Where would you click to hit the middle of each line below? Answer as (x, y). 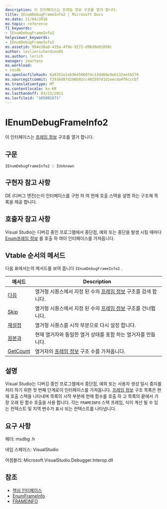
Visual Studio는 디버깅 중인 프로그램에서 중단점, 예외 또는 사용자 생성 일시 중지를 (83, 384)
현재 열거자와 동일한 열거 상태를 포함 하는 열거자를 (90, 335)
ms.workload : (19, 65)
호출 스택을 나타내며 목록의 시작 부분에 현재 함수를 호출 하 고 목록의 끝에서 (82, 396)
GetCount (19, 351)
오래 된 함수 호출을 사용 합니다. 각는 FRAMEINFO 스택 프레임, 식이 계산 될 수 (82, 403)
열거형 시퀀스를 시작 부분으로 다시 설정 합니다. (85, 325)
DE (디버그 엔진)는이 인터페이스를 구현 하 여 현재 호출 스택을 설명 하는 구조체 (79, 196)
